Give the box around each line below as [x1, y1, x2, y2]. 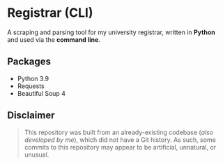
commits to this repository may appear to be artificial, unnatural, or [24, 143, 217, 151]
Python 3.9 [17, 74, 49, 82]
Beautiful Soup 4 [17, 89, 66, 97]
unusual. [24, 150, 49, 159]
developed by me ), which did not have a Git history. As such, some [24, 135, 216, 144]
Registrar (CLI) [7, 5, 93, 21]
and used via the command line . [7, 35, 101, 43]
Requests [17, 82, 45, 90]
